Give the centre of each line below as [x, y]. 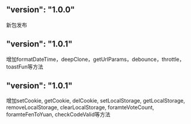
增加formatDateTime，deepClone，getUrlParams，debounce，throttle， [95, 59]
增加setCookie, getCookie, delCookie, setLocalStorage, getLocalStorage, [96, 101]
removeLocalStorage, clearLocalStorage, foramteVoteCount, [80, 107]
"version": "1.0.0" [41, 10]
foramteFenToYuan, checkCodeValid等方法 [58, 114]
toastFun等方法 [25, 66]
